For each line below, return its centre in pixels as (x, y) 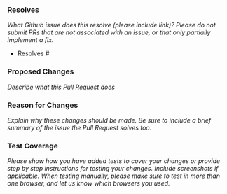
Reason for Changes (43, 105)
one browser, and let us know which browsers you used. (89, 183)
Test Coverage (33, 146)
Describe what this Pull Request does (61, 87)
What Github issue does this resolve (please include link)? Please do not (111, 25)
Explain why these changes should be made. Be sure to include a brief (109, 120)
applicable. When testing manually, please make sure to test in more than (114, 176)
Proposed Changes (41, 71)
